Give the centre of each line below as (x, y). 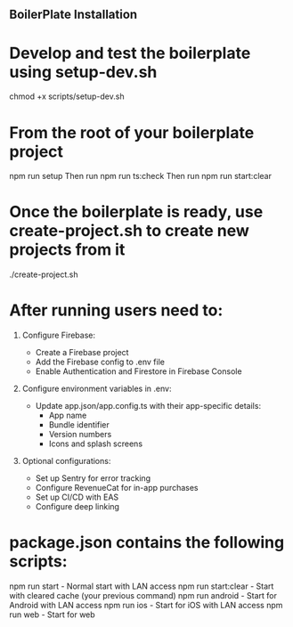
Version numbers (80, 435)
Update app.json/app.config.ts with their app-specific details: (148, 406)
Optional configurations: (66, 461)
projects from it (67, 250)
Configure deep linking (77, 507)
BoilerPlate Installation (73, 15)
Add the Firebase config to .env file (100, 362)
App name (68, 415)
